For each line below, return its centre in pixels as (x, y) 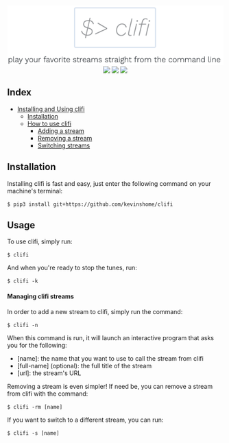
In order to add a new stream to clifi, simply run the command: (95, 311)
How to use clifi (49, 123)
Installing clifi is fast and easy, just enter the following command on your (109, 183)
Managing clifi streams (40, 296)
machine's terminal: (35, 191)
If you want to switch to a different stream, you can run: (85, 420)
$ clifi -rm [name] (35, 407)
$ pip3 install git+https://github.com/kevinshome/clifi (90, 204)
